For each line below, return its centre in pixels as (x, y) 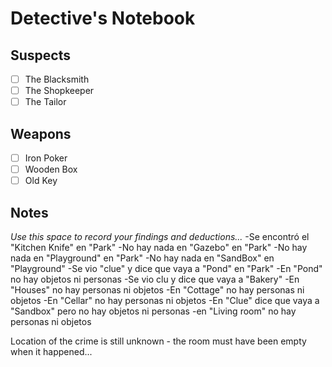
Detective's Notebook (103, 18)
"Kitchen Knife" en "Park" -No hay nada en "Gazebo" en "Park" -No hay (159, 247)
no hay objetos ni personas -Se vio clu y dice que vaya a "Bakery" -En (155, 279)
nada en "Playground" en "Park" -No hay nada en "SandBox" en (142, 258)
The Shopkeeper (59, 91)
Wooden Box (51, 169)
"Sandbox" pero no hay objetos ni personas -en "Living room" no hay (153, 311)
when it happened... (51, 351)
